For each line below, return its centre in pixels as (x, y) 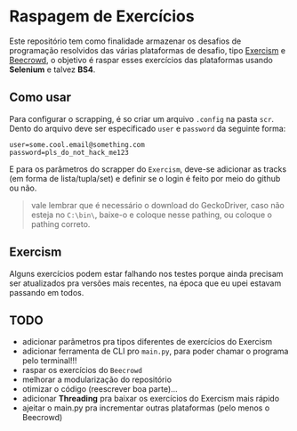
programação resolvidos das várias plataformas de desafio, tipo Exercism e (148, 50)
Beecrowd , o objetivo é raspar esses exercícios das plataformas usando (141, 60)
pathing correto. (60, 224)
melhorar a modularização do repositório (96, 379)
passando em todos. (47, 292)
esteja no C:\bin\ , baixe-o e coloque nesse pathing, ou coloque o (152, 215)
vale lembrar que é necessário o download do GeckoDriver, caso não (157, 205)
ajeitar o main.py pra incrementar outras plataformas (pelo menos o (146, 408)
